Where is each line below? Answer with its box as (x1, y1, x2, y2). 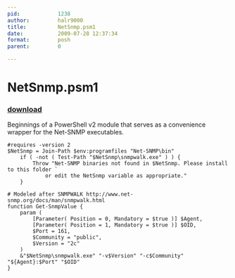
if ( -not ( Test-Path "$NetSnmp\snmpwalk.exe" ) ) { (20, 154, 181, 161)
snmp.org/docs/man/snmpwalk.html (7, 197, 106, 204)
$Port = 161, (32, 228, 71, 235)
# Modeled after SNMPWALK (7, 191, 83, 198)
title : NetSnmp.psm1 (7, 23, 96, 30)
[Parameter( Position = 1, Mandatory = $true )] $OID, (32, 222, 197, 229)
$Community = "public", (32, 234, 102, 241)
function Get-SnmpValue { (7, 203, 83, 210)
